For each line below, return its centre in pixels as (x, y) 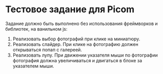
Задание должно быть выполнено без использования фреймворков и (81, 23)
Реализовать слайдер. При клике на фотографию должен (76, 44)
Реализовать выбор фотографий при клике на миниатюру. (76, 39)
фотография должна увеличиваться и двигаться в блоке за (77, 60)
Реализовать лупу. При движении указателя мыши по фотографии (85, 55)
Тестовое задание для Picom (70, 9)
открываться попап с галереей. (47, 50)
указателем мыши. (33, 66)
